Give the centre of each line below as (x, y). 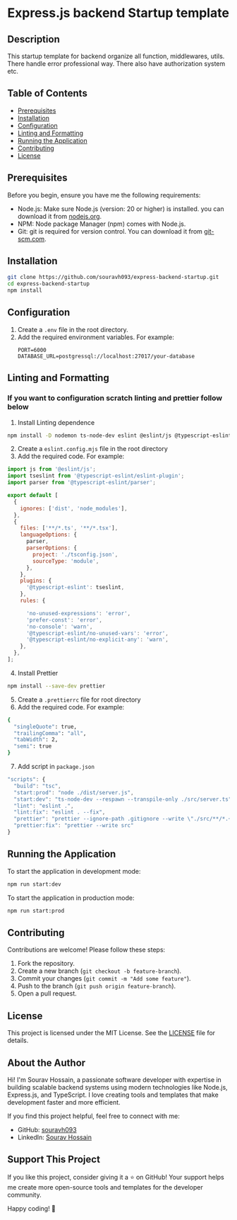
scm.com (31, 239)
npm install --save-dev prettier (56, 686)
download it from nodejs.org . (60, 216)
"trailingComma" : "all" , (50, 733)
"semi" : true (33, 746)
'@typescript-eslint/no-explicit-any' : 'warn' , (97, 640)
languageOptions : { (49, 535)
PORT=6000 (32, 350)
